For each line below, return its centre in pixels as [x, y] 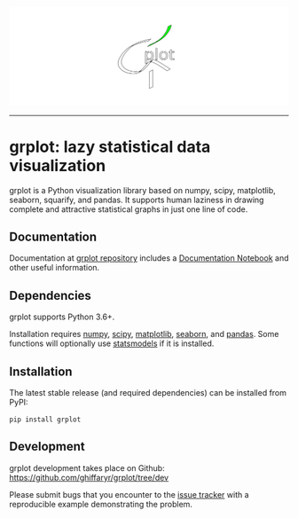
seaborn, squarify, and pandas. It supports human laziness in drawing [137, 200]
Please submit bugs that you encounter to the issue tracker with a [129, 494]
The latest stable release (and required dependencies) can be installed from [148, 393]
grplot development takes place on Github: [87, 467]
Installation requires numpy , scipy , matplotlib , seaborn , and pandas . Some [144, 334]
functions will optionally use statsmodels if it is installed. [112, 343]
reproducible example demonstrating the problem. [101, 504]
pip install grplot [45, 420]
